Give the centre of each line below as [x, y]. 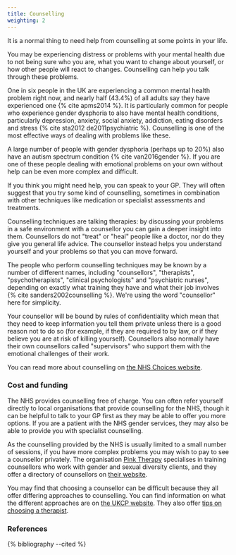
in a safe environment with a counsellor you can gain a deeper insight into [114, 228]
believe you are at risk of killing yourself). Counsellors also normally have [113, 339]
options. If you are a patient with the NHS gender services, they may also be [118, 423]
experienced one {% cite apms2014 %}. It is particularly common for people [118, 105]
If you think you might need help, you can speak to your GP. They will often [116, 185]
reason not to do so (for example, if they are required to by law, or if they [113, 331]
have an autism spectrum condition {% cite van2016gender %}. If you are [114, 157]
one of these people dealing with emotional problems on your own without [115, 164]
